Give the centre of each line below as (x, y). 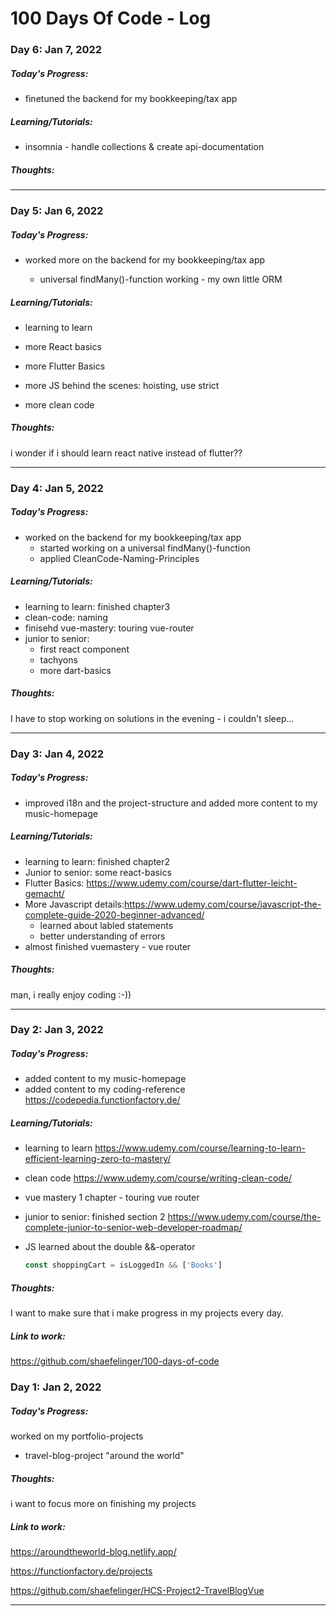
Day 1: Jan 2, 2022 (56, 1387)
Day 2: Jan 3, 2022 (57, 1030)
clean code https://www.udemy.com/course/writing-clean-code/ (158, 1178)
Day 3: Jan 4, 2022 (57, 754)
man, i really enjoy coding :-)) (71, 994)
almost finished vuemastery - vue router (108, 946)
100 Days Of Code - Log (111, 18)
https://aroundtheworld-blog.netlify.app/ (93, 1551)
